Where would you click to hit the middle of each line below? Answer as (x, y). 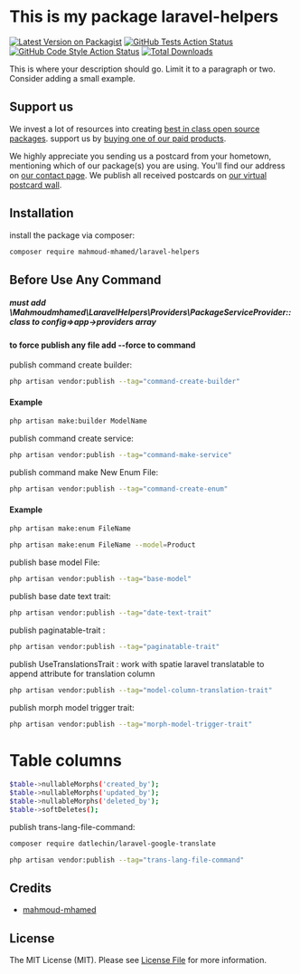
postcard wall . (36, 185)
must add (28, 303)
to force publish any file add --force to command (103, 345)
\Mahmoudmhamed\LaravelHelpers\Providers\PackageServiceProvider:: (150, 312)
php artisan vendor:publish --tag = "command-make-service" (121, 455)
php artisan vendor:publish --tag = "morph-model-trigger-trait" (131, 724)
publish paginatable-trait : (57, 630)
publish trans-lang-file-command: (72, 826)
